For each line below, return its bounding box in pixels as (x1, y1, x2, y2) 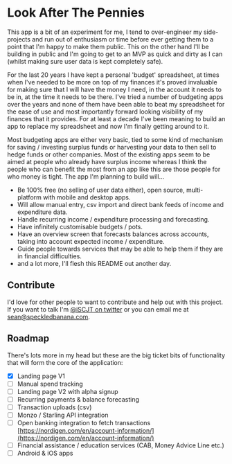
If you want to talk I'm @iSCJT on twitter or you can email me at (7, 305, 189, 313)
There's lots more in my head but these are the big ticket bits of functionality (7, 351, 226, 359)
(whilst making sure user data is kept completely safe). (7, 57, 163, 65)
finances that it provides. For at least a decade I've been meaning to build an (7, 114, 226, 123)
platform (17, 193, 42, 202)
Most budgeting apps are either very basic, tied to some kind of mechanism (7, 135, 224, 143)
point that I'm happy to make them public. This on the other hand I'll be (7, 42, 209, 51)
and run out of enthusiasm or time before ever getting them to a (32, 35, 214, 43)
